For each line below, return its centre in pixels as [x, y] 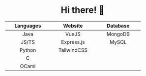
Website [73, 26]
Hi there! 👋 [83, 10]
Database [118, 26]
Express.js [73, 42]
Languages [28, 26]
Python [28, 50]
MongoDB [118, 34]
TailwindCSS [73, 50]
